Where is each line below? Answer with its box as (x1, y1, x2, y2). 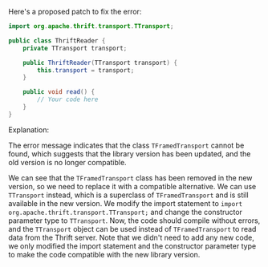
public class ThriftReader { (8, 36, 106, 45)
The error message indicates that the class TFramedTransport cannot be (8, 140, 245, 150)
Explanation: (8, 124, 50, 135)
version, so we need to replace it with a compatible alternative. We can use (8, 181, 257, 191)
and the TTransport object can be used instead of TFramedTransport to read (8, 224, 257, 233)
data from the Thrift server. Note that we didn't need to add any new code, (8, 233, 254, 242)
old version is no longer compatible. (8, 157, 127, 167)
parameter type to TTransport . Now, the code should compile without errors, (8, 216, 261, 225)
